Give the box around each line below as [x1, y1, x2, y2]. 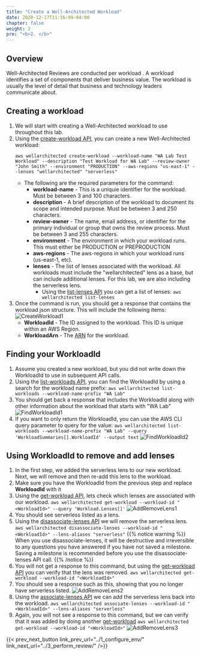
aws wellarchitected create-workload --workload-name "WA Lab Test [14, 153, 187, 159]
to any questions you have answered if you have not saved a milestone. [14, 543, 192, 551]
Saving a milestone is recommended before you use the [14, 550, 153, 557]
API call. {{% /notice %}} [32, 556, 94, 563]
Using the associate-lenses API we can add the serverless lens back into [14, 594, 195, 601]
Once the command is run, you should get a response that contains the [14, 299, 191, 307]
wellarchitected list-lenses [41, 294, 115, 300]
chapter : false [6, 20, 44, 26]
